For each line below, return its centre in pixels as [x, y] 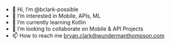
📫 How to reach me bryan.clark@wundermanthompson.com [88, 36]
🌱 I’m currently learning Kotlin [49, 22]
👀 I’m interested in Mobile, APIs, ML [56, 16]
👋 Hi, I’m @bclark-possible [45, 9]
